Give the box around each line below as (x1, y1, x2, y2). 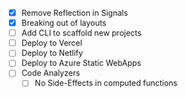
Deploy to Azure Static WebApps (20, 58, 142, 69)
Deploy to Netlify (20, 48, 84, 59)
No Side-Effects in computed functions (34, 77, 178, 88)
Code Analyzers (20, 68, 81, 78)
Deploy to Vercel (20, 37, 83, 48)
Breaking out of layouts (20, 18, 107, 28)
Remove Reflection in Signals (20, 8, 128, 18)
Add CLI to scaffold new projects (20, 28, 142, 38)
